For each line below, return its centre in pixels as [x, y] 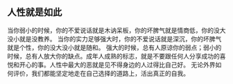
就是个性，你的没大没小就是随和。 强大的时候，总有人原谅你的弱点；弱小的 [114, 48]
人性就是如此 [35, 12]
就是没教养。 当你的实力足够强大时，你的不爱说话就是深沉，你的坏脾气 [120, 39]
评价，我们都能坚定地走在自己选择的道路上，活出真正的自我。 [101, 73]
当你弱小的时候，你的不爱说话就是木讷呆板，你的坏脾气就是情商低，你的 [110, 30]
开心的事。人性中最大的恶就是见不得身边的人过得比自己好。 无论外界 [117, 65]
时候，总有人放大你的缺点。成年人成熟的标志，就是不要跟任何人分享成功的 [113, 56]
